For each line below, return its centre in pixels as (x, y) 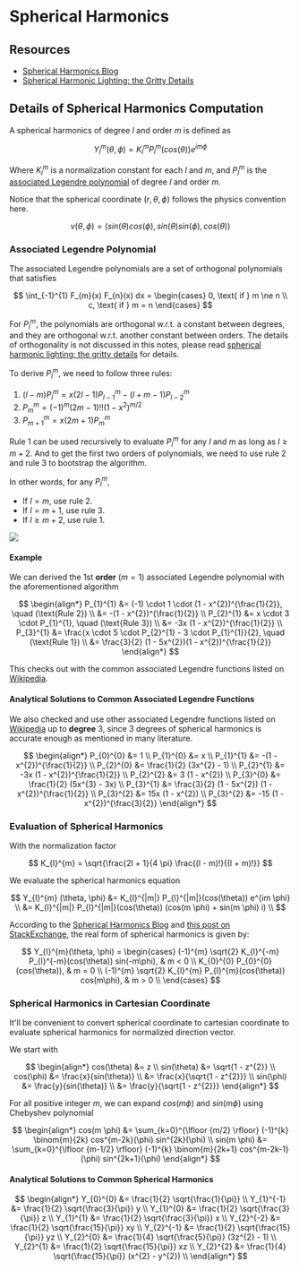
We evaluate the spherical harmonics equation (95, 880)
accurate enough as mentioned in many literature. (101, 738)
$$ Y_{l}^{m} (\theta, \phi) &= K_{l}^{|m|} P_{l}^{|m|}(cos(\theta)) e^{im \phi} (150, 897)
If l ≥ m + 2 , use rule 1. (64, 520)
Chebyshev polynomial (51, 1113)
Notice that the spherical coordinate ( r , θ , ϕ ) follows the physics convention (148, 199)
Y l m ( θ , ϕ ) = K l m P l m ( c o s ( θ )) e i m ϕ (150, 149)
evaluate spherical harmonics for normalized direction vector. (122, 1033)
